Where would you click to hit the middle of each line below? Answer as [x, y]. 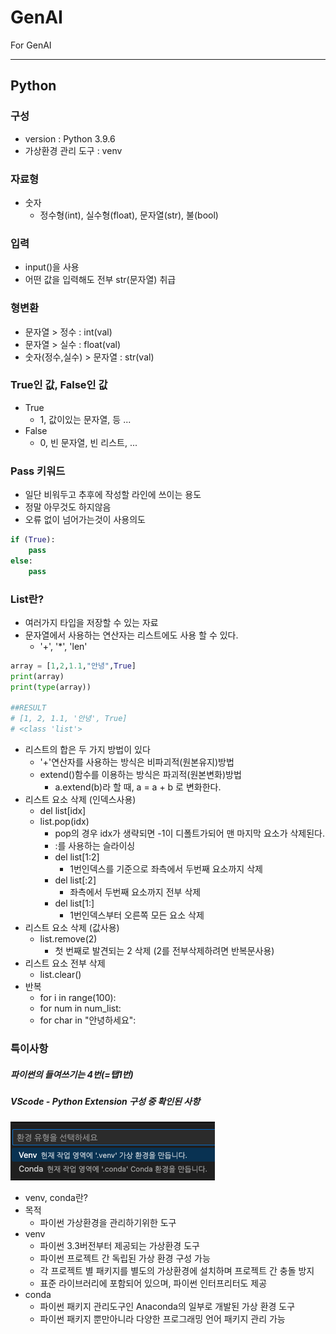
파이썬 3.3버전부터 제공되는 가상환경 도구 [119, 1246]
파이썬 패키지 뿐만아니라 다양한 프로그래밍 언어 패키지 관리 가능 [162, 1319]
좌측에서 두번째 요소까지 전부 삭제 [135, 892]
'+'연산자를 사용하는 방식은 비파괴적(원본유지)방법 [137, 762]
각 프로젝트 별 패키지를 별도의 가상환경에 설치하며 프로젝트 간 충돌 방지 [177, 1271]
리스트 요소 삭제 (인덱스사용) [80, 800]
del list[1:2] [77, 857]
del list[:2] [75, 880]
